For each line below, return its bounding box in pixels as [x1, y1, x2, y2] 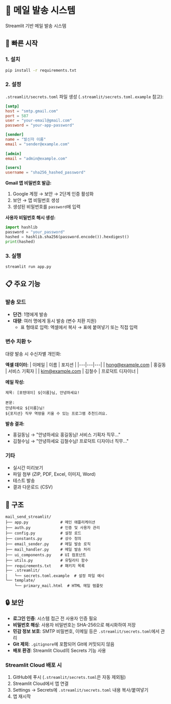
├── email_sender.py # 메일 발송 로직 [5, 541, 91, 546]
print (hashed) [5, 239, 36, 244]
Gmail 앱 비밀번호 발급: [5, 180, 52, 186]
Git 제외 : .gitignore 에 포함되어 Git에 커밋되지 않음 [12, 641, 115, 647]
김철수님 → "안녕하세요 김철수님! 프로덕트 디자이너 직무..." [12, 438, 129, 444]
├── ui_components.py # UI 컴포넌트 [5, 552, 86, 557]
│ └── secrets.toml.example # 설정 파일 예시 [5, 573, 105, 578]
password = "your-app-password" [5, 123, 74, 128]
